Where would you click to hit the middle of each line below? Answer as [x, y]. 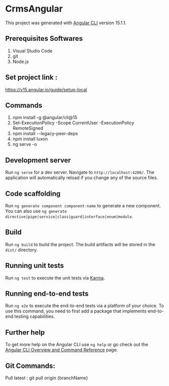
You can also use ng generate [36, 211]
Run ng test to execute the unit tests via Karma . [55, 278]
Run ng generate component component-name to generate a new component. [83, 206]
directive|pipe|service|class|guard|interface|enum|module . [69, 216]
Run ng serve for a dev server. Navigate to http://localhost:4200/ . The [80, 173]
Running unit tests [35, 266]
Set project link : [31, 77]
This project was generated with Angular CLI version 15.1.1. [66, 23]
